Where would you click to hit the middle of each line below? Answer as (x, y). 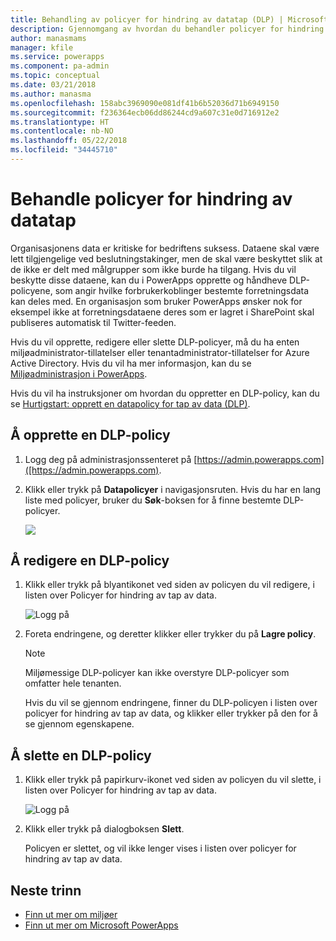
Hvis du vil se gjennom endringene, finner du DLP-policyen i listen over (171, 703)
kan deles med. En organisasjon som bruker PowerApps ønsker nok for (156, 301)
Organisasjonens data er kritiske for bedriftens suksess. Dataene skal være (165, 248)
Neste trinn (46, 890)
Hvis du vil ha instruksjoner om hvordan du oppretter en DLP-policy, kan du (165, 393)
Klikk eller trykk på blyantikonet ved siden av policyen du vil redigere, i (169, 585)
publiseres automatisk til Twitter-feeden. (93, 322)
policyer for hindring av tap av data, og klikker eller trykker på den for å (171, 713)
